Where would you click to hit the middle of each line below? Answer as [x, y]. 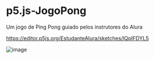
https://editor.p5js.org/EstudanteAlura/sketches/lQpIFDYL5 [77, 38]
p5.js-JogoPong [46, 11]
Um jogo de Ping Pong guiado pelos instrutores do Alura [74, 27]
